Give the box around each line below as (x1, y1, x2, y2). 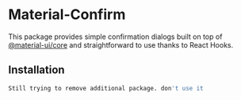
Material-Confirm (8, 6, 126, 24)
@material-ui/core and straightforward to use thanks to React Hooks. (8, 40, 234, 49)
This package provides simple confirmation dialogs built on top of (8, 32, 223, 41)
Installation (8, 63, 65, 77)
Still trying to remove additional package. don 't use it (8, 84, 204, 92)
